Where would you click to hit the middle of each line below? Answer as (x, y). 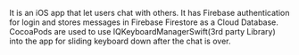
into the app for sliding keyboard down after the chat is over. (120, 41)
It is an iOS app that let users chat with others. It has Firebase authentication (149, 13)
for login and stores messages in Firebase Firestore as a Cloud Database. (144, 22)
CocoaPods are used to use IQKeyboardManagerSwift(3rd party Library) (143, 31)
